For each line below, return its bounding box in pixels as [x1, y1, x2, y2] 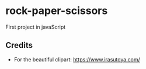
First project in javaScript [5, 23, 66, 30]
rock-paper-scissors [5, 4, 108, 18]
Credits [5, 40, 33, 50]
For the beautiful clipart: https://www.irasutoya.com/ [13, 56, 141, 63]
